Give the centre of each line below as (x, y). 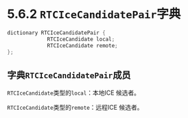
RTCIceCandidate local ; (81, 39)
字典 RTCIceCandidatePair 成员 (69, 75)
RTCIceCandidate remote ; (82, 45)
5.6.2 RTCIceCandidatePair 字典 (94, 14)
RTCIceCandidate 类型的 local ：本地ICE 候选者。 (74, 93)
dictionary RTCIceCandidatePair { (57, 33)
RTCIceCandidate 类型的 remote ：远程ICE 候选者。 (75, 108)
